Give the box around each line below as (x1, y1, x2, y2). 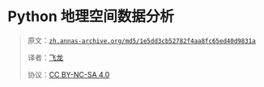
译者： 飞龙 (27, 52, 64, 62)
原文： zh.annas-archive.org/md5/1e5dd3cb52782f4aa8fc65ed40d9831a (27, 35, 256, 45)
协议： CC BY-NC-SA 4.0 (27, 69, 110, 79)
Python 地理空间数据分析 (7, 7, 175, 26)
